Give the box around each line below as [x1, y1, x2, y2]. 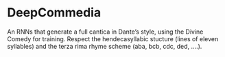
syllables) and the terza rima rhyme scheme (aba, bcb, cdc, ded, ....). [7, 42, 202, 50]
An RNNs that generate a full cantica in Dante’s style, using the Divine [7, 27, 204, 36]
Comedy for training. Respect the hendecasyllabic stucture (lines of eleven [7, 34, 219, 43]
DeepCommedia [7, 5, 102, 21]
